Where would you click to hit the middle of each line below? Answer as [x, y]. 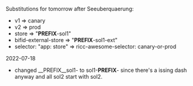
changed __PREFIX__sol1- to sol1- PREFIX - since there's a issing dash [101, 70]
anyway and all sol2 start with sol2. [58, 77]
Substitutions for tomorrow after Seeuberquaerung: [70, 9]
